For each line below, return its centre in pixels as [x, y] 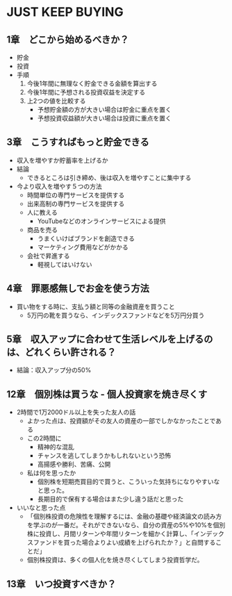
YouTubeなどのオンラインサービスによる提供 [101, 221]
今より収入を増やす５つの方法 [59, 186]
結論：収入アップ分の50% [54, 370]
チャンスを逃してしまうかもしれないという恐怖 [104, 456]
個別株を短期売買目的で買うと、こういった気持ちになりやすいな [129, 482]
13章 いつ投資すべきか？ [61, 584]
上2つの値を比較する [56, 101]
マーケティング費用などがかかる [83, 247]
